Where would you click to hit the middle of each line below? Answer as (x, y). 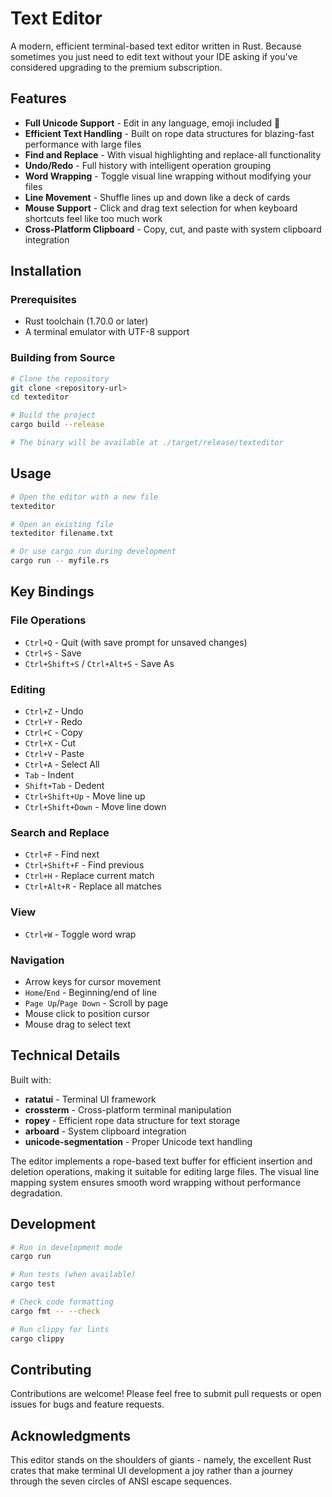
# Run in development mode (66, 1247)
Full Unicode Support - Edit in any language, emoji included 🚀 (152, 123)
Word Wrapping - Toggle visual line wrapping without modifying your (168, 176)
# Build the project (53, 415)
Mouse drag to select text (78, 1024)
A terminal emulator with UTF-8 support (107, 332)
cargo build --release (57, 425)
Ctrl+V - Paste (54, 754)
